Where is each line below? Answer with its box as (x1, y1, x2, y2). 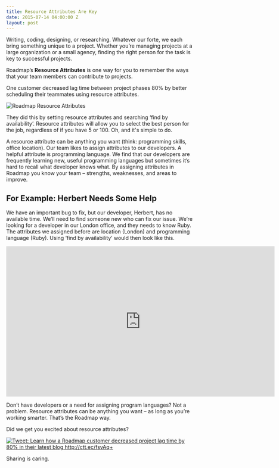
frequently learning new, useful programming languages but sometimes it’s (6, 157, 190, 164)
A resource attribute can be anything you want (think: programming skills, (6, 138, 187, 145)
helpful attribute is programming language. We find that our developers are (6, 151, 190, 158)
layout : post (6, 20, 39, 26)
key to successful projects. (6, 55, 73, 63)
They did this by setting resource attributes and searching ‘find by (6, 114, 168, 121)
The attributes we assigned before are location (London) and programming (6, 228, 190, 235)
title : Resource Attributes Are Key (6, 8, 97, 15)
